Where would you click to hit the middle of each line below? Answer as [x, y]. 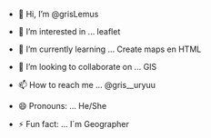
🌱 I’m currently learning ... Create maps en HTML [110, 49]
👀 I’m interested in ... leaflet [69, 31]
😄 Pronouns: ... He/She [62, 106]
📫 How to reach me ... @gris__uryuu [87, 85]
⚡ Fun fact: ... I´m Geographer [74, 124]
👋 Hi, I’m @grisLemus [58, 14]
